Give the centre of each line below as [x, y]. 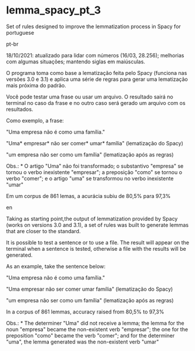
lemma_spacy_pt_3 [53, 10]
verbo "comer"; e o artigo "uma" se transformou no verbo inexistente [90, 178]
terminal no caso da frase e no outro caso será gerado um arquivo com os [96, 103]
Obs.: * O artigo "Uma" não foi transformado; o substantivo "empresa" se [95, 166]
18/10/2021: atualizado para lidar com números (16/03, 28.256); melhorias [95, 55]
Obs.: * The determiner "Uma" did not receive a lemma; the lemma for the [95, 323]
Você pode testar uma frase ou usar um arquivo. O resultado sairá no [90, 97]
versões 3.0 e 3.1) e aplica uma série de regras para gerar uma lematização [97, 79]
